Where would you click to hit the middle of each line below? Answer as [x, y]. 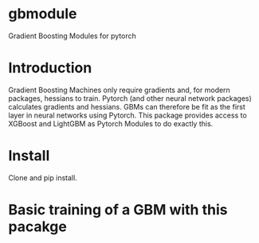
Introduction [50, 68]
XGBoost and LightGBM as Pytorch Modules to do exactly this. [111, 123]
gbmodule [43, 14]
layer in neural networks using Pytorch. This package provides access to [128, 115]
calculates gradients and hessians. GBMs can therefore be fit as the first [127, 106]
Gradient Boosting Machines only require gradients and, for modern [120, 90]
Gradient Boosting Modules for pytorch [73, 36]
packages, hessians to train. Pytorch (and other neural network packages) [130, 98]
